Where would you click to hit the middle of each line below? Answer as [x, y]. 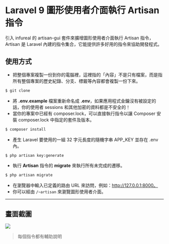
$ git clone [18, 90]
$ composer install [26, 129]
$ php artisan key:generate [35, 155]
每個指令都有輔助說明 [39, 236]
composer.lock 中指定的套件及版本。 [56, 119]
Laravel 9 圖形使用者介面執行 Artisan [82, 10]
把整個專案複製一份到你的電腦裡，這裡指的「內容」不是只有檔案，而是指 [87, 75]
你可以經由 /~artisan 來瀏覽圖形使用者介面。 [59, 192]
